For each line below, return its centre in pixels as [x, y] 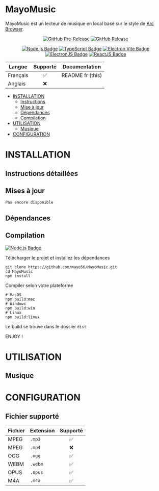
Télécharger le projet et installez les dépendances [58, 257]
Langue [18, 66]
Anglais [17, 84]
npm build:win [20, 308]
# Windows [16, 304]
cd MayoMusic [19, 271]
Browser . [15, 29]
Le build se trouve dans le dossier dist [46, 326]
